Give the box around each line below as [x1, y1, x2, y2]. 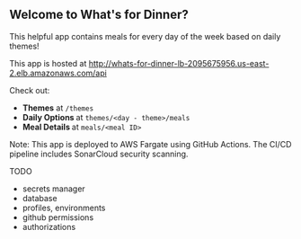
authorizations [22, 221, 76, 232]
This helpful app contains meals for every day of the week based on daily [9, 31, 281, 41]
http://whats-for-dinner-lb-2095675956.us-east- [88, 58, 270, 68]
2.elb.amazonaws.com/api [9, 67, 108, 78]
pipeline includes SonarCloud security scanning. [9, 148, 189, 159]
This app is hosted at [9, 58, 87, 68]
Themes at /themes [22, 102, 94, 113]
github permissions [22, 211, 94, 223]
